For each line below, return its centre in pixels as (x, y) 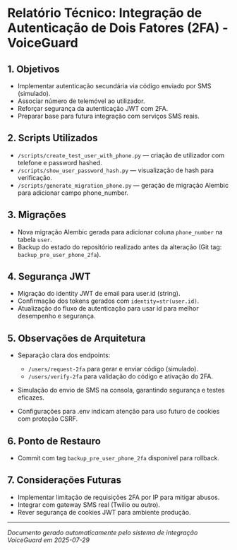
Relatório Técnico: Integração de (105, 13)
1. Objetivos (34, 69)
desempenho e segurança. (56, 316)
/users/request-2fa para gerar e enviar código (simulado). (113, 369)
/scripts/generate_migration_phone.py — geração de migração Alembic (123, 185)
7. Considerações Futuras (65, 480)
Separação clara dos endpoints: (64, 355)
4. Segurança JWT (49, 277)
